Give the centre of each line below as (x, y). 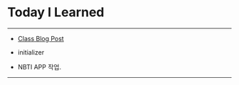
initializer (31, 52)
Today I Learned (56, 12)
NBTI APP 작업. (39, 67)
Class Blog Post (41, 38)
